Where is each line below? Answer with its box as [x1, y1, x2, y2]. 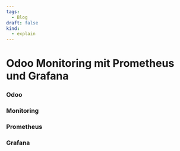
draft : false [6, 20, 39, 26]
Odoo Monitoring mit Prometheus [6, 57, 175, 70]
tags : [6, 8, 20, 15]
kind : [6, 25, 20, 32]
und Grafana [6, 69, 69, 83]
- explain [11, 31, 36, 37]
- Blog [11, 14, 28, 20]
